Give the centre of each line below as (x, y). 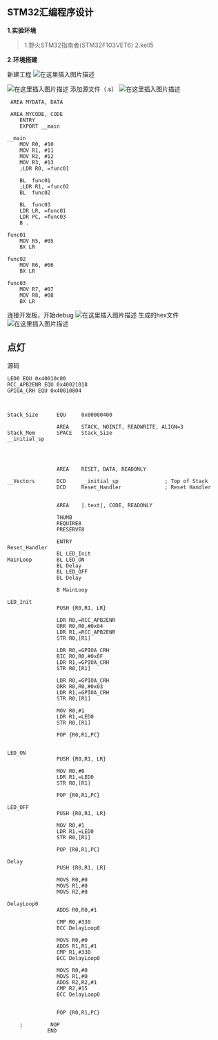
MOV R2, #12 (37, 156)
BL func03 (35, 205)
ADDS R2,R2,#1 (77, 982)
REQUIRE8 (69, 523)
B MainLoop (72, 590)
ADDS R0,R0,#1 (77, 910)
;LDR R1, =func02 (44, 186)
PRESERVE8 (70, 529)
